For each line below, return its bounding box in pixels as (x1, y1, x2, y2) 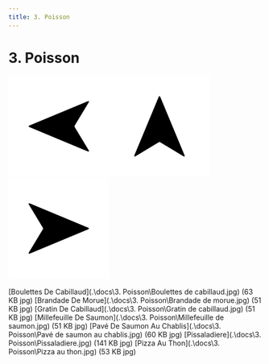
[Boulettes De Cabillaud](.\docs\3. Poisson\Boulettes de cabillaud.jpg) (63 (8, 287, 254, 296)
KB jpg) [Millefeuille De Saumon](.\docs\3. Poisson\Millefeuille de (8, 312, 224, 322)
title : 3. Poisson (8, 13, 70, 21)
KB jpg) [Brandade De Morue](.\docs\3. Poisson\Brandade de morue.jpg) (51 (8, 295, 262, 305)
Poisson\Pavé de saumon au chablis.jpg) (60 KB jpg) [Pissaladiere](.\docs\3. (8, 329, 262, 339)
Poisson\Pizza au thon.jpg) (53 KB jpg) (8, 346, 137, 356)
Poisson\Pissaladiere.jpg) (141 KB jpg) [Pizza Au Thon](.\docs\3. (8, 338, 220, 348)
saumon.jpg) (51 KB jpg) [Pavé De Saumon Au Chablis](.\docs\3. (8, 321, 221, 330)
